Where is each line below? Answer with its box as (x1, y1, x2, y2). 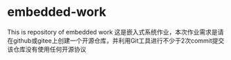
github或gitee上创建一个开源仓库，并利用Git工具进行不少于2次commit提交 (12, 36, 225, 45)
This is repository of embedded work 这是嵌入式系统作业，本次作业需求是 (7, 28, 219, 36)
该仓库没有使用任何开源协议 (7, 45, 87, 53)
